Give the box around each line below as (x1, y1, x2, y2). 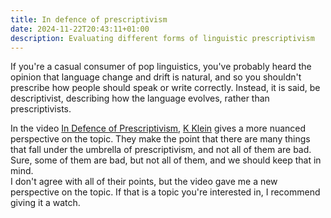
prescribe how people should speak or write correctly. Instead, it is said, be (10, 82, 321, 94)
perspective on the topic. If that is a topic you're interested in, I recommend (10, 186, 321, 198)
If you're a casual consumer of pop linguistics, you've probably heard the (10, 61, 312, 73)
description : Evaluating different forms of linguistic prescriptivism (10, 33, 315, 43)
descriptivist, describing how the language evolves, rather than (10, 92, 270, 105)
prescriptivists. (10, 103, 72, 115)
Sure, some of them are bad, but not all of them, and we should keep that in (10, 154, 322, 166)
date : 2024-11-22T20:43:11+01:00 (10, 24, 150, 34)
